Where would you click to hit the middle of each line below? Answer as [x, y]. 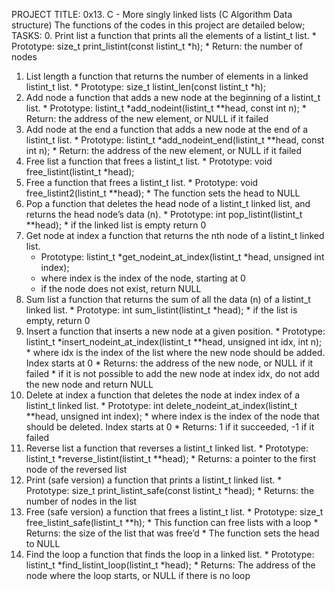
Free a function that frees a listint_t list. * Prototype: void [142, 182]
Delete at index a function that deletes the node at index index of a [163, 395]
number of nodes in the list [81, 501]
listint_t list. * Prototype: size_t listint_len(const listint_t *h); [146, 87]
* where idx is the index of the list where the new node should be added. [175, 352]
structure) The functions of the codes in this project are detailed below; [158, 25]
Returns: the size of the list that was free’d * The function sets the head [172, 533]
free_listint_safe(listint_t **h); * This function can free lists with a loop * [172, 522]
